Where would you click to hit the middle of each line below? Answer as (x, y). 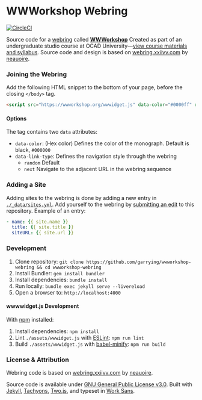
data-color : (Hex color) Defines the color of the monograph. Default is (102, 143)
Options (17, 118)
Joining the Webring (37, 74)
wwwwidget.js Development (43, 306)
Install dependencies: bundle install (61, 280)
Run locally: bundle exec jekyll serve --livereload (80, 286)
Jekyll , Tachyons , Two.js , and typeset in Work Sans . (71, 391)
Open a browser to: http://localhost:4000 (68, 292)
